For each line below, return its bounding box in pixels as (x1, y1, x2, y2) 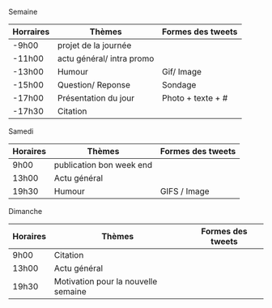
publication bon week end (53, 160, 153, 170)
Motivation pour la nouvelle (53, 276, 158, 287)
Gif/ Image (161, 66, 202, 77)
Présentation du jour (57, 92, 135, 104)
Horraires (12, 26, 50, 37)
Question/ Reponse (57, 79, 131, 90)
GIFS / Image (160, 186, 210, 197)
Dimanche (8, 207, 43, 216)
